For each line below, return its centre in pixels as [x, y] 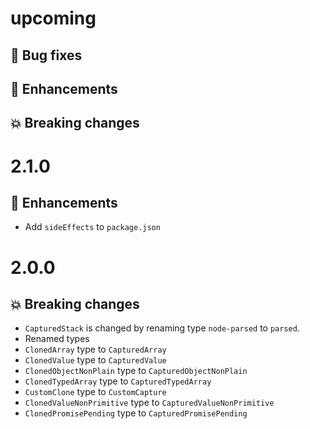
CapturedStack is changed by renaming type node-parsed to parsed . [162, 328]
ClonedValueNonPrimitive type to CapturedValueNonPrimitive [149, 403]
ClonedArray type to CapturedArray [95, 349]
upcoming [53, 18]
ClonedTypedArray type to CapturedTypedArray [118, 381]
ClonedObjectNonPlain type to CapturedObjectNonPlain [136, 371]
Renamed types [57, 339]
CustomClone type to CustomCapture [95, 392]
